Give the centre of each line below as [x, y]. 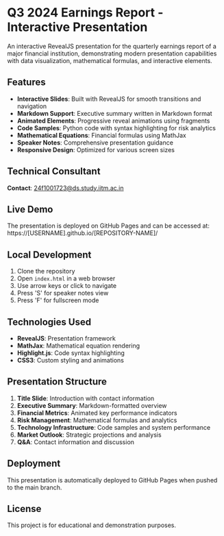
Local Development [49, 255]
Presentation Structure [57, 382]
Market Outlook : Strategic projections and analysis [89, 435]
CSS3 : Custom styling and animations [71, 360]
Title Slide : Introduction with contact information [86, 398]
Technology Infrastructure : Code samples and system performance [114, 427]
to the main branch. [35, 487]
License [24, 509]
